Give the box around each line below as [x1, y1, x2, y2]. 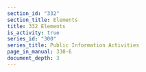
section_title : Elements [7, 16, 78, 23]
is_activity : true [7, 29, 60, 36]
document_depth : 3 [7, 55, 60, 62]
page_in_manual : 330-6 [7, 49, 72, 56]
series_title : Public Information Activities [7, 42, 139, 49]
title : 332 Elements [7, 23, 66, 29]
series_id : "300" [7, 36, 57, 43]
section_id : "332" [7, 10, 60, 17]
